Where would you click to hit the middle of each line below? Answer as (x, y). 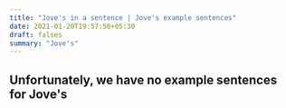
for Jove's (38, 94)
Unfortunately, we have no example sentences (143, 79)
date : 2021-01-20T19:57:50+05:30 (72, 26)
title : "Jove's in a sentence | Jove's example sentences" (123, 18)
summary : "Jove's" (44, 43)
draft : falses (36, 34)
